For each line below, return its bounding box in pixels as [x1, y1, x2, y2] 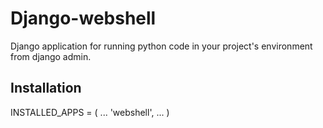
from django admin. [10, 50, 92, 62]
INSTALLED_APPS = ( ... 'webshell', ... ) [10, 106, 170, 118]
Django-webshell [10, 7, 157, 30]
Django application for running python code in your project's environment [10, 40, 313, 52]
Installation [10, 80, 82, 97]
